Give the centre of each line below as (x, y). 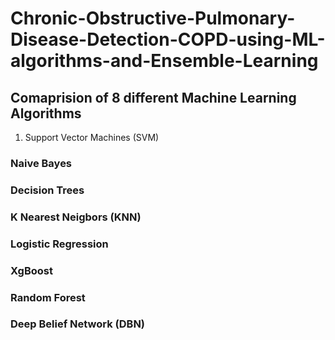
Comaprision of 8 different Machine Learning (153, 97)
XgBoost (31, 270)
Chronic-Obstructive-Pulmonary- (153, 18)
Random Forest (48, 297)
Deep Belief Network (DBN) (78, 324)
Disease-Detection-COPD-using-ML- (168, 39)
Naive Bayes (41, 163)
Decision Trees (47, 190)
